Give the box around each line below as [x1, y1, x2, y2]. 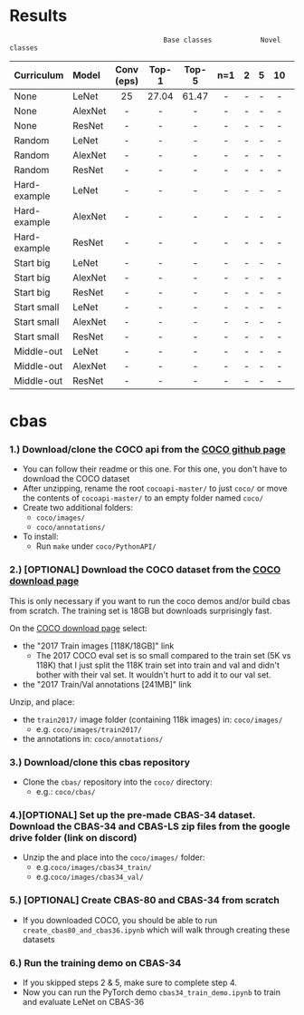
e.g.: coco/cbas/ [35, 786, 96, 797]
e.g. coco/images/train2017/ [35, 723, 142, 735]
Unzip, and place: [9, 696, 75, 708]
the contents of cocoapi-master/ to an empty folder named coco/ [22, 493, 264, 503]
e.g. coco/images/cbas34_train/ [35, 862, 152, 873]
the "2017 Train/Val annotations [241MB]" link [22, 678, 192, 689]
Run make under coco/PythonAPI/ [35, 541, 157, 551]
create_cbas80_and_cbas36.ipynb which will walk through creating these [22, 924, 290, 935]
